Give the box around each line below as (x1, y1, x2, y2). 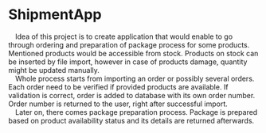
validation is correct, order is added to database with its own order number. (8, 90, 256, 100)
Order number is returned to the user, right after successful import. (8, 99, 229, 108)
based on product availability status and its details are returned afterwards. (8, 116, 255, 125)
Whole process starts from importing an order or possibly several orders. (15, 74, 255, 83)
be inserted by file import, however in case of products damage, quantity (8, 57, 248, 66)
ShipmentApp (8, 6, 102, 24)
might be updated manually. (8, 65, 100, 74)
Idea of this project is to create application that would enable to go (15, 32, 233, 41)
